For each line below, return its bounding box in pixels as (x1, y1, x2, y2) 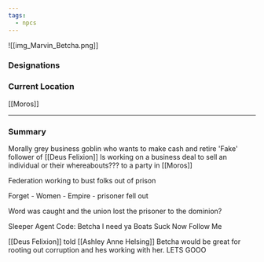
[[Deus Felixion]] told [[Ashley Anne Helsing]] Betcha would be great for (8, 237, 241, 246)
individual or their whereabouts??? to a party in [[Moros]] (8, 161, 192, 170)
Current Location (8, 81, 75, 92)
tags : (8, 11, 26, 20)
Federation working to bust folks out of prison (8, 176, 156, 186)
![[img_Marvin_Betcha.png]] (8, 40, 99, 50)
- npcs (15, 19, 37, 27)
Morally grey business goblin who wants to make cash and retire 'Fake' (8, 144, 238, 153)
